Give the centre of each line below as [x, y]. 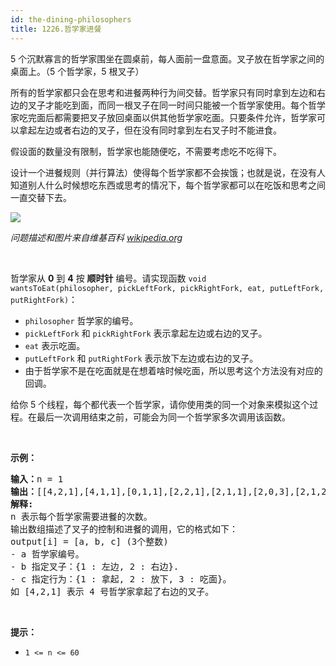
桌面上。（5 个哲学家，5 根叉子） [77, 71]
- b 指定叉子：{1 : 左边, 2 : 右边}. [95, 566]
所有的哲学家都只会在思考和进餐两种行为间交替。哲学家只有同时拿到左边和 [163, 92]
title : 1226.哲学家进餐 [56, 29]
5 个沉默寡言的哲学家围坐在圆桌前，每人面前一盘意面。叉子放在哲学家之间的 [167, 58]
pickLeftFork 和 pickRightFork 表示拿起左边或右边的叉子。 [146, 333]
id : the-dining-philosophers [71, 19]
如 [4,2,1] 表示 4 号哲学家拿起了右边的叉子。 [112, 591]
